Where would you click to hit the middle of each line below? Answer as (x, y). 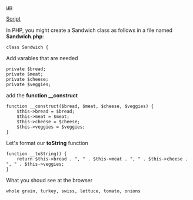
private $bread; (26, 69)
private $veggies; (29, 84)
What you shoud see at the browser (49, 180)
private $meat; (25, 74)
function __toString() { (36, 154)
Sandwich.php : (25, 36)
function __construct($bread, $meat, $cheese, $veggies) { (80, 106)
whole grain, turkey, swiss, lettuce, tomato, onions (74, 191)
